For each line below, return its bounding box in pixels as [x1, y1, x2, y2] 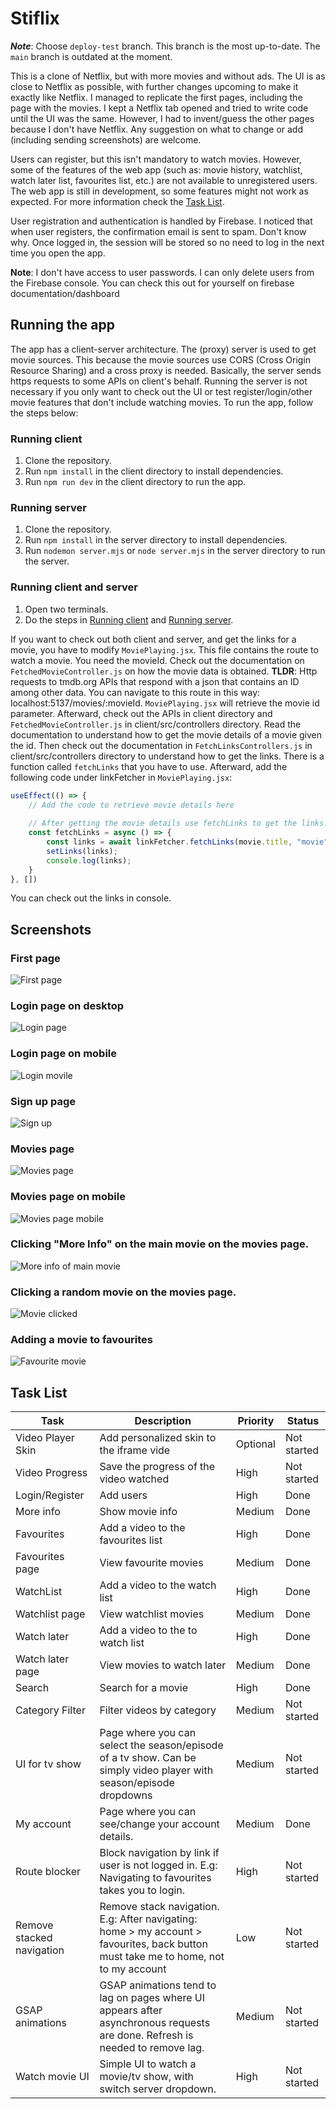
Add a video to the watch [99, 1578, 217, 1592]
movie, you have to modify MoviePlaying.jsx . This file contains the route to [10, 643, 319, 656]
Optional [235, 1437, 276, 1451]
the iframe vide [99, 1443, 171, 1457]
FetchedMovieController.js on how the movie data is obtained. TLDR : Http [10, 665, 318, 677]
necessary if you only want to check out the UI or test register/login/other [10, 385, 313, 397]
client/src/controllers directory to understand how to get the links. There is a [10, 750, 325, 762]
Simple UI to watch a [99, 2057, 197, 2071]
